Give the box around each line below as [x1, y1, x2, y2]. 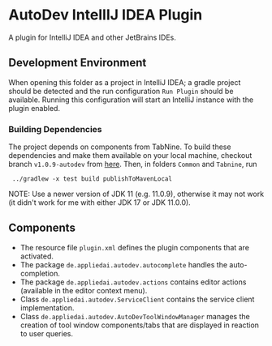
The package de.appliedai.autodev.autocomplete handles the [19, 259, 228, 269]
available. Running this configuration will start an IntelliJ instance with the [8, 95, 254, 105]
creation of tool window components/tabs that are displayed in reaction [19, 320, 260, 330]
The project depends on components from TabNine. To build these [8, 142, 231, 152]
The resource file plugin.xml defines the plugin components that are [19, 242, 250, 252]
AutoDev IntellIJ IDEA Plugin [8, 6, 203, 24]
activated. [19, 251, 54, 261]
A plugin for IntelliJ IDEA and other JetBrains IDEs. [8, 32, 176, 42]
